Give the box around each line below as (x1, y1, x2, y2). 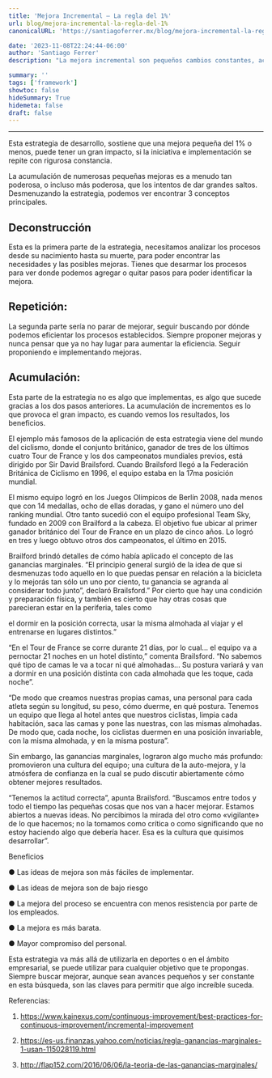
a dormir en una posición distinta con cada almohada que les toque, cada (8, 668, 253, 678)
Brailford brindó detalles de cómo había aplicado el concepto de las (8, 551, 234, 561)
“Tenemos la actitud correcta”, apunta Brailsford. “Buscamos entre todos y (8, 792, 257, 802)
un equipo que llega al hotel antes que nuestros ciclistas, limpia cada (8, 710, 238, 719)
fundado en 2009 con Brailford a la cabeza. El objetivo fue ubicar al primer (8, 518, 257, 528)
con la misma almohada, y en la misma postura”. (8, 736, 169, 745)
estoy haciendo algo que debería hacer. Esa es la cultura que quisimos (8, 827, 244, 837)
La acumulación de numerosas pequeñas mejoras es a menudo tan (8, 172, 232, 181)
